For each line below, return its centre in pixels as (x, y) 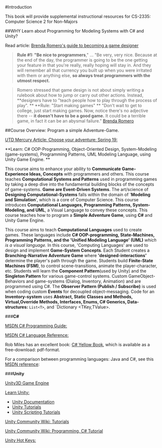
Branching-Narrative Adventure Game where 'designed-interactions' (76, 256)
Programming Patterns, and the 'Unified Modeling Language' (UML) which (81, 240)
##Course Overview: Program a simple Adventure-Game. (62, 130)
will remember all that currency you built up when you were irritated (84, 70)
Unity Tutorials (27, 407)
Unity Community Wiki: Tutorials (37, 422)
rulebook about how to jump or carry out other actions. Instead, (80, 95)
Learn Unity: (17, 392)
